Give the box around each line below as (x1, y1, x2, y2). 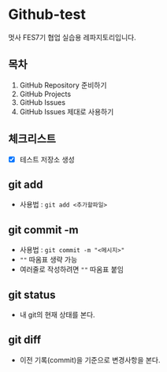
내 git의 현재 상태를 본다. (19, 310, 96, 320)
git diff (8, 333, 42, 347)
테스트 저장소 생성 (19, 154, 75, 164)
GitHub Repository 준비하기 (19, 80, 107, 90)
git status (8, 288, 56, 301)
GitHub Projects (19, 89, 72, 99)
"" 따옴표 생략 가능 (19, 255, 78, 265)
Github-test (8, 6, 87, 24)
